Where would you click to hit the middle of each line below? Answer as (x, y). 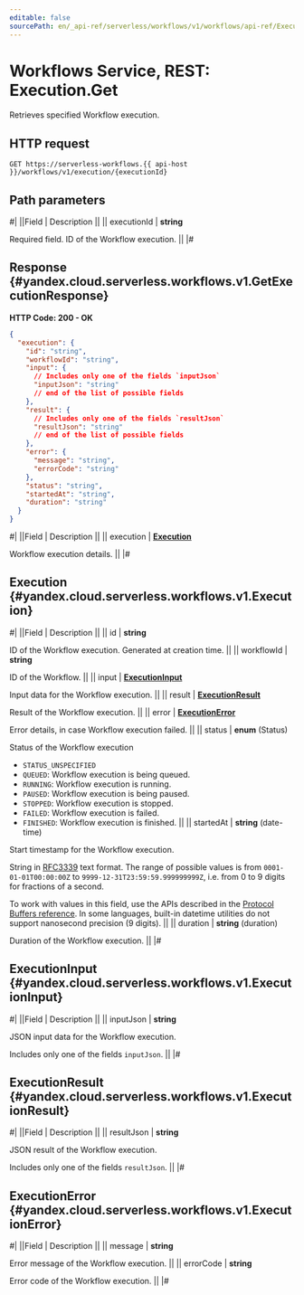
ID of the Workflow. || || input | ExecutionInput (96, 677)
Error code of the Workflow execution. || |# (89, 1281)
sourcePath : (32, 26)
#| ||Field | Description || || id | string (78, 632)
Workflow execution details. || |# (70, 554)
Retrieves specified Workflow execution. (85, 115)
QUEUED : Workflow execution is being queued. (106, 774)
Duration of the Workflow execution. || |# (85, 941)
